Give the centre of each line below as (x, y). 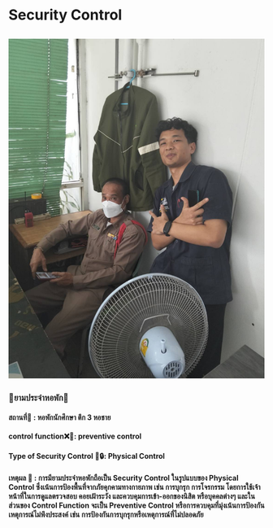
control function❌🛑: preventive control (75, 436)
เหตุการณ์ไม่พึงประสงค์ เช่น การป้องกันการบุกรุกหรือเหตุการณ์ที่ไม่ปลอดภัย (106, 514)
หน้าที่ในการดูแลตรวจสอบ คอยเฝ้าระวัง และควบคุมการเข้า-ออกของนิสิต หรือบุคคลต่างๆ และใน (132, 496)
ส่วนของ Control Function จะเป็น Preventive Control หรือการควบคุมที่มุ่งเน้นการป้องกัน (136, 505)
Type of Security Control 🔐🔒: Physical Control (87, 456)
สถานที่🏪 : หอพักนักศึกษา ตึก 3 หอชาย (60, 417)
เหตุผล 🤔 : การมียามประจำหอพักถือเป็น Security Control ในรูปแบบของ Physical (123, 478)
